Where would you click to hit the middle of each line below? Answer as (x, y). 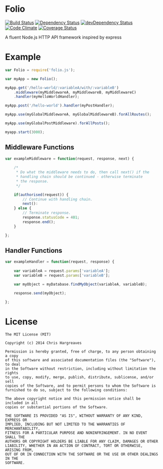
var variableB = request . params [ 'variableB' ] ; (62, 275)
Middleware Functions (40, 147)
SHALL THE (15, 437)
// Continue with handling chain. (58, 199)
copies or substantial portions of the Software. (57, 407)
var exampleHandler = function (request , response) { (60, 262)
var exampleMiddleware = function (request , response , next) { (70, 158)
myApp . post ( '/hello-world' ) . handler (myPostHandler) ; (60, 106)
